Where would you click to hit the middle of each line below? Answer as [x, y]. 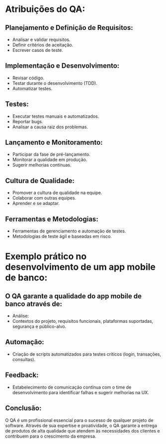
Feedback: [22, 375]
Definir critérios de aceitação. [43, 45]
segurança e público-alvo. [39, 327]
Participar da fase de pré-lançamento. [51, 154]
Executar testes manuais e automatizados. [56, 116]
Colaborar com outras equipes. [44, 198]
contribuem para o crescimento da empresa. [51, 436]
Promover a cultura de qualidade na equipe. [57, 193]
